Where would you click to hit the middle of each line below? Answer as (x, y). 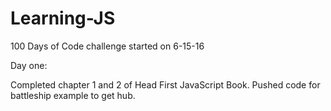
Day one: (29, 65)
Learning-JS (63, 18)
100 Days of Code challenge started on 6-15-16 (107, 46)
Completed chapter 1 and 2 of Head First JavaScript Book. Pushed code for (165, 84)
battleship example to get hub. (73, 95)
